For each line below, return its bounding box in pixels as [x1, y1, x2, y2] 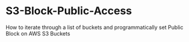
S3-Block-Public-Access [5, 4, 132, 18]
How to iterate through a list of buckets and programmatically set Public [5, 24, 184, 31]
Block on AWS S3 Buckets [5, 30, 70, 37]
